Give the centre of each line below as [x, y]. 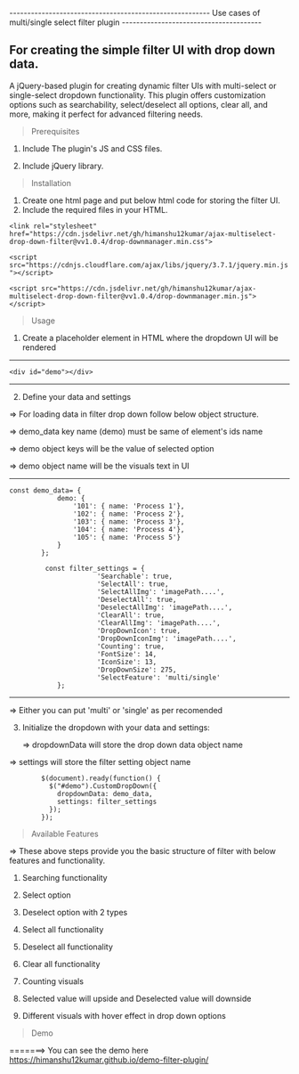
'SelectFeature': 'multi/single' [158, 677]
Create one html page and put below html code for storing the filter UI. [151, 200]
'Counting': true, [131, 646]
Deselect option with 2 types [75, 912]
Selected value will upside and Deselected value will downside [137, 998]
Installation [51, 183]
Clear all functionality [61, 964]
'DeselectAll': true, [137, 599]
